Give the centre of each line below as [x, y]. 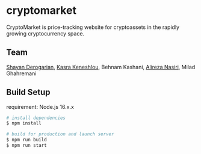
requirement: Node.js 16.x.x [40, 106]
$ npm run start [26, 146]
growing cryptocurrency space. [45, 33]
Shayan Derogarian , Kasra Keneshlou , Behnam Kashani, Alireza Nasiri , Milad [101, 67]
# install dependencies [36, 118]
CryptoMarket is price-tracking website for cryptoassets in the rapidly [93, 27]
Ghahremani [21, 73]
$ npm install [24, 123]
